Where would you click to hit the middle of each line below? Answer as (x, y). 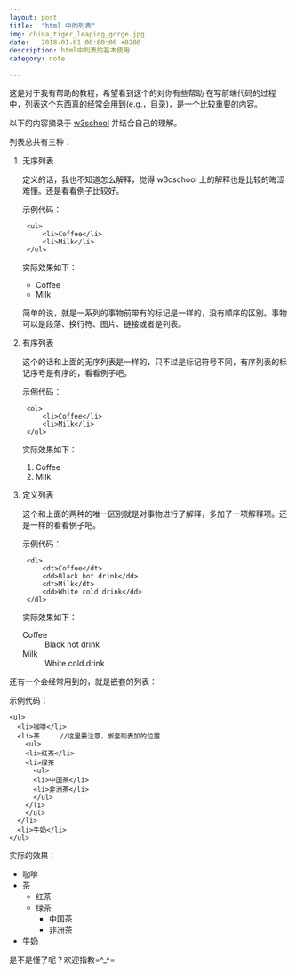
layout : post (33, 17)
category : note (37, 59)
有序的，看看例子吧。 (92, 373)
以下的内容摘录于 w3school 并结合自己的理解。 (96, 123)
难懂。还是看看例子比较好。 (73, 191)
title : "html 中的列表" (52, 26)
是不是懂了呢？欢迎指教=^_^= (62, 960)
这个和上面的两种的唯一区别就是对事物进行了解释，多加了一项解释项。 (151, 514)
